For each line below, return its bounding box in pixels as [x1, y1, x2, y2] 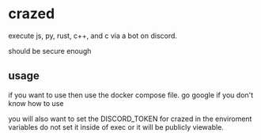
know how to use [8, 98, 64, 108]
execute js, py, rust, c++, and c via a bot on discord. [8, 31, 178, 40]
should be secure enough [8, 46, 92, 55]
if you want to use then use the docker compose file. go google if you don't [8, 90, 254, 100]
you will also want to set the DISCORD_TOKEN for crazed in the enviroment [8, 114, 252, 123]
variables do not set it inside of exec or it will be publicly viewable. [8, 122, 224, 131]
